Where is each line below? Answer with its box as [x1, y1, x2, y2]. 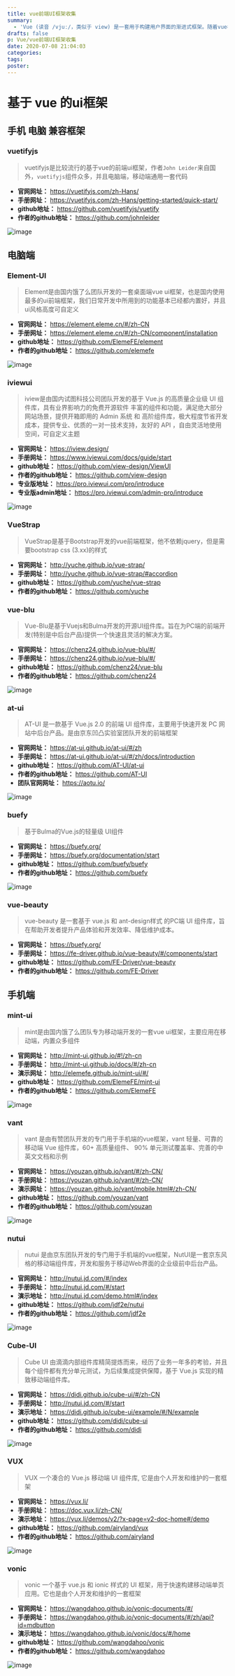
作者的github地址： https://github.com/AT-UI [17, 770, 148, 779]
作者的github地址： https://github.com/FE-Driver [17, 966, 159, 975]
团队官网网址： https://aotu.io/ [17, 779, 106, 787]
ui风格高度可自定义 [24, 305, 79, 314]
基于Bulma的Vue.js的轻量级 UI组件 [24, 827, 124, 836]
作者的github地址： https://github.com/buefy [17, 868, 148, 877]
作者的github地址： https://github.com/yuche [17, 586, 149, 595]
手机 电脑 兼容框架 [7, 125, 85, 137]
